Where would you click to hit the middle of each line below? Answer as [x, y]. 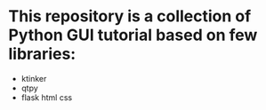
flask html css [47, 97]
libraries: [42, 54]
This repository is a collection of [130, 16]
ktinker [34, 78]
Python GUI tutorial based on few [133, 35]
